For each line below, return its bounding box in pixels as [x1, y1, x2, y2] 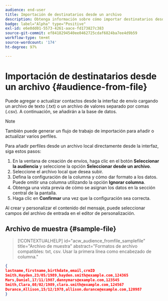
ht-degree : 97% [5, 45, 37, 50]
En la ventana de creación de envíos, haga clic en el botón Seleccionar [12, 158, 159, 164]
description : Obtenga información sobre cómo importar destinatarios [5, 17, 153, 22]
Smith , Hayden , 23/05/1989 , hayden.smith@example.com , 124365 [5, 273, 128, 278]
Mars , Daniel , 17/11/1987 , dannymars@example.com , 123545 [5, 277, 120, 282]
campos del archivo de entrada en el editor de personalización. [5, 210, 135, 216]
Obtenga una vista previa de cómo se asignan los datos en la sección [12, 184, 155, 190]
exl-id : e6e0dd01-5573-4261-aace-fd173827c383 [5, 26, 104, 31]
